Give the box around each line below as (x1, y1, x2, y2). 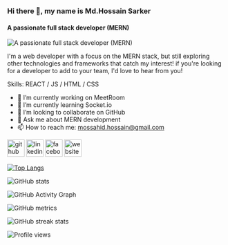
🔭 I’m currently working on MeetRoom (17, 93, 126, 102)
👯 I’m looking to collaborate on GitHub (17, 108, 126, 117)
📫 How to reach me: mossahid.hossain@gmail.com (17, 124, 164, 132)
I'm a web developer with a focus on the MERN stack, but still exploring (7, 52, 210, 61)
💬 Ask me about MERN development (17, 115, 121, 124)
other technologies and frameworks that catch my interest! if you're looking (7, 59, 222, 68)
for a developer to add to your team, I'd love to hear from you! (7, 67, 183, 75)
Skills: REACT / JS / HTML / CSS (7, 80, 99, 88)
